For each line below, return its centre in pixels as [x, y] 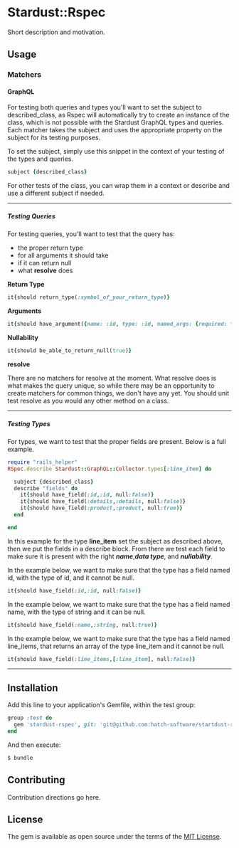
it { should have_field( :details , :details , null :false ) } [103, 502]
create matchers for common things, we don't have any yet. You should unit [118, 393]
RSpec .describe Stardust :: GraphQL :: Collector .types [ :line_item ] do [110, 469]
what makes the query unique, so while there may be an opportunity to [111, 386]
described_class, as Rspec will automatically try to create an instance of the [118, 115]
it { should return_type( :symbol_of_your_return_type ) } [89, 297]
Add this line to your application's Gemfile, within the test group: [101, 705]
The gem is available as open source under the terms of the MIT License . [115, 837]
